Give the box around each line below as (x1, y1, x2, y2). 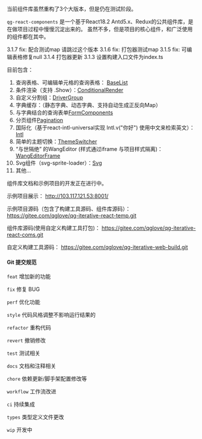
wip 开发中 (7, 426, 32, 434)
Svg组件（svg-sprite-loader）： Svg (15, 159, 102, 167)
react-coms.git (7, 231, 44, 238)
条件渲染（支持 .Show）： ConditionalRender (15, 87, 124, 93)
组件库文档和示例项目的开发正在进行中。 (7, 180, 107, 186)
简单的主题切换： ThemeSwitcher (15, 138, 97, 145)
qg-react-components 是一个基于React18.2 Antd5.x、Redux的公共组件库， (7, 18, 189, 25)
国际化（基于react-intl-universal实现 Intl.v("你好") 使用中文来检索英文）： (15, 124, 195, 131)
